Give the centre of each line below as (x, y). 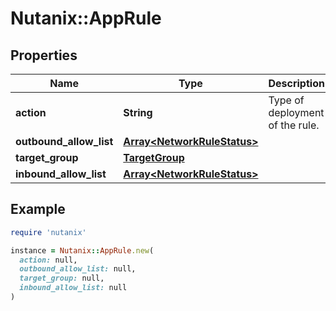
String (138, 112)
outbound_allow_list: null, (78, 269)
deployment (296, 112)
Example (38, 209)
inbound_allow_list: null (73, 288)
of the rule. (294, 125)
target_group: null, (62, 278)
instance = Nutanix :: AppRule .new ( (82, 250)
